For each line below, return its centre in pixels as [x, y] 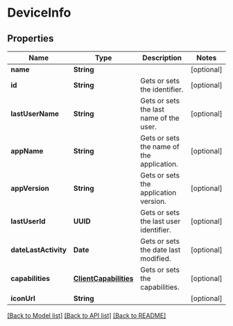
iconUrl [23, 298]
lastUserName [35, 114]
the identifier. [162, 89]
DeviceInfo [39, 13]
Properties [31, 38]
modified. [156, 258]
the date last [161, 250]
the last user [161, 221]
